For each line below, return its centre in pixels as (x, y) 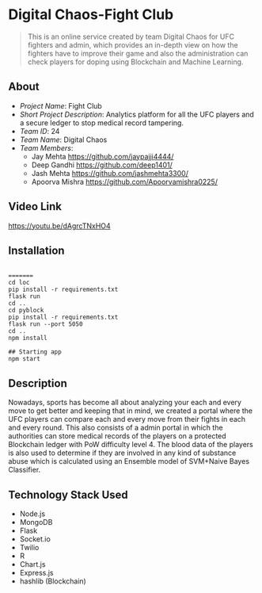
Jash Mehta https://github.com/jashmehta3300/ (110, 173)
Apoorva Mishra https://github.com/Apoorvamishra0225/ (124, 182)
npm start (25, 359)
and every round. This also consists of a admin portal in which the (116, 428)
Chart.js (32, 564)
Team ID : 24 (40, 131)
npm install (28, 339)
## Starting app (35, 352)
